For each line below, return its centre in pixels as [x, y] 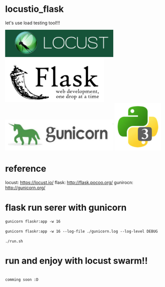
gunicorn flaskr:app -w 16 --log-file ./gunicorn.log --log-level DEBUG [82, 231]
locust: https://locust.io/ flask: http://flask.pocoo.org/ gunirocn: [69, 182]
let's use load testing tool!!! [33, 23]
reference [26, 169]
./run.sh [14, 241]
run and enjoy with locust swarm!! [77, 261]
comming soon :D [22, 280]
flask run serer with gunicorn [66, 208]
